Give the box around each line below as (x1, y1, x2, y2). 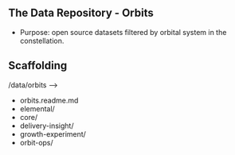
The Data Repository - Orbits (8, 6, 154, 20)
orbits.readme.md (19, 95, 79, 105)
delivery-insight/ (19, 121, 74, 130)
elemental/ (19, 103, 56, 114)
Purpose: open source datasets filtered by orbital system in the (19, 27, 227, 37)
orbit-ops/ (19, 138, 53, 147)
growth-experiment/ (19, 129, 86, 138)
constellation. (19, 36, 65, 45)
